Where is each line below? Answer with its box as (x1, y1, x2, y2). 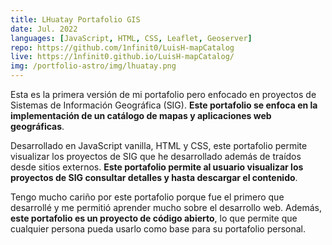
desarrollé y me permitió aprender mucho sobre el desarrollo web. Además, (10, 202, 322, 213)
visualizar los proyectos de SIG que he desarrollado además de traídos (10, 151, 302, 162)
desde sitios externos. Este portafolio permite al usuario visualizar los (10, 161, 304, 173)
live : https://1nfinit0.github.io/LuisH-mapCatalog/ (10, 52, 235, 62)
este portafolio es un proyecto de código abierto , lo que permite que (10, 212, 298, 224)
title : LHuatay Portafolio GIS (10, 14, 141, 25)
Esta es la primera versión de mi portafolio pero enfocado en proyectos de (10, 89, 317, 100)
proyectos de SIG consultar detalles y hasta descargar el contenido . (10, 172, 298, 183)
